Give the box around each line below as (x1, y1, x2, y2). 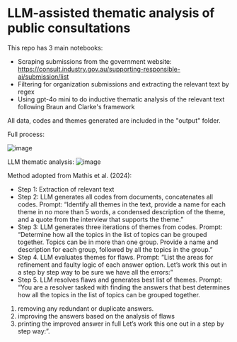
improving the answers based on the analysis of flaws (17, 311, 175, 320)
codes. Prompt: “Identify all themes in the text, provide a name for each (17, 200, 226, 209)
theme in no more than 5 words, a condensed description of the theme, (17, 207, 226, 216)
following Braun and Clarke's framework (17, 102, 136, 111)
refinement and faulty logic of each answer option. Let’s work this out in (17, 260, 228, 269)
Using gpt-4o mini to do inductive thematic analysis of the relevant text (17, 94, 225, 104)
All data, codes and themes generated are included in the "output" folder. (7, 116, 221, 125)
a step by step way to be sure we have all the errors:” (17, 267, 173, 276)
